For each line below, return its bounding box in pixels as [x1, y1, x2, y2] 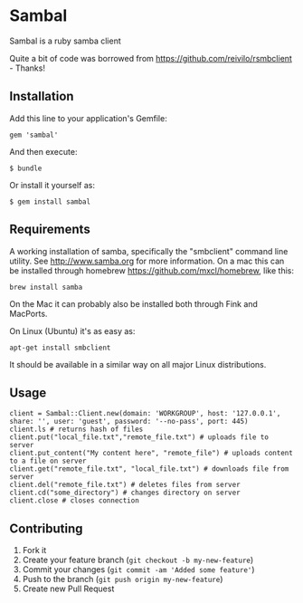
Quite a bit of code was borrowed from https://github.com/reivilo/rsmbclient [9, 53, 292, 63]
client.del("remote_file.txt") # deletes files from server [9, 481, 241, 490]
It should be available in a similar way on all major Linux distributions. [9, 359, 267, 369]
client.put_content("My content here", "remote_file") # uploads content [9, 449, 294, 458]
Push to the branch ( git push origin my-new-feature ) [22, 574, 223, 585]
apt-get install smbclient [9, 343, 111, 352]
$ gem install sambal [9, 196, 91, 206]
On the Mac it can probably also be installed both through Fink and [9, 298, 258, 309]
